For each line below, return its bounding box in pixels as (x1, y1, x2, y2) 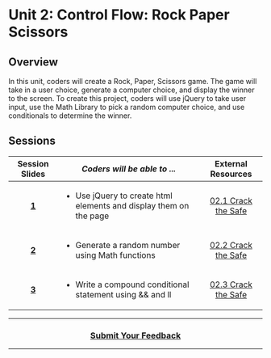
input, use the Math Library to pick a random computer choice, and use (8, 103, 245, 112)
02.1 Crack (209, 195, 252, 206)
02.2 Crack (209, 239, 252, 251)
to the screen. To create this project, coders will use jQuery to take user (8, 94, 247, 103)
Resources (210, 168, 252, 179)
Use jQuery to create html (75, 190, 173, 201)
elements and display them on (75, 200, 190, 211)
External (215, 158, 248, 169)
